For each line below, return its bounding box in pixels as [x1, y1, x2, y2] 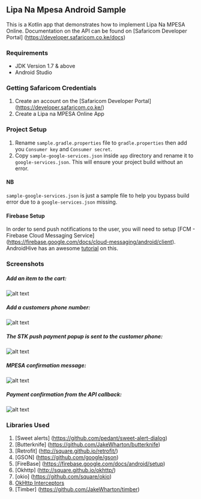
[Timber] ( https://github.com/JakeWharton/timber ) [14, 486, 140, 493]
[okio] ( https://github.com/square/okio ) [14, 473, 112, 480]
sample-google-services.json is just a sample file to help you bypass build [6, 192, 190, 199]
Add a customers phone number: [6, 304, 91, 311]
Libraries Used [6, 421, 50, 429]
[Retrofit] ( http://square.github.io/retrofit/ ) [14, 447, 118, 454]
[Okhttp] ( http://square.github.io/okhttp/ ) [14, 466, 116, 474]
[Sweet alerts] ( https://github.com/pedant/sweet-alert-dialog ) [14, 435, 168, 442]
